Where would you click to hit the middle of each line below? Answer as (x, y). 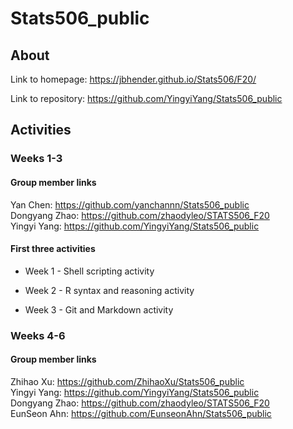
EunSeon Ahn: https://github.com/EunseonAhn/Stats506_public (141, 413)
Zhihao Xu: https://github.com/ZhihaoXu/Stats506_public (127, 381)
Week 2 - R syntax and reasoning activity (109, 290)
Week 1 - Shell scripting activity (89, 271)
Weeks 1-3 (36, 159)
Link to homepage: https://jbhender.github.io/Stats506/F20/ (133, 79)
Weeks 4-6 (38, 335)
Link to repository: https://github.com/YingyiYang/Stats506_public (146, 98)
